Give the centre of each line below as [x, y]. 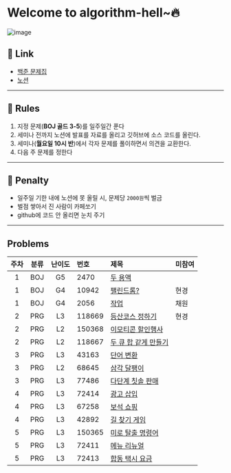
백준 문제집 [32, 71]
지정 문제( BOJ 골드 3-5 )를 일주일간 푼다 [71, 126]
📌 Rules [23, 109]
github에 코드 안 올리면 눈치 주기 [61, 215]
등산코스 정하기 [133, 316]
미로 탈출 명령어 [134, 433]
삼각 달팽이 [127, 368]
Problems [28, 244]
